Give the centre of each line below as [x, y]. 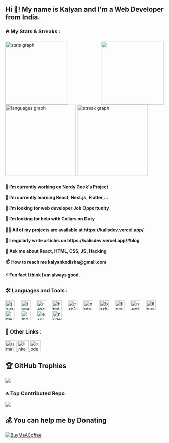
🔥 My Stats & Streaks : [33, 32]
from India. [23, 17]
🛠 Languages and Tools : [36, 291]
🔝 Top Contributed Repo [35, 393]
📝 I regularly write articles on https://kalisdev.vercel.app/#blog [72, 241]
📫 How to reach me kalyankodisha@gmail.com [56, 262]
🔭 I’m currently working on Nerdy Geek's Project [57, 187]
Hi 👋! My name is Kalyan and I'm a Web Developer [84, 9]
